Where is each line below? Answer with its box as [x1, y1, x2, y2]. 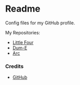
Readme [5, 3, 41, 15]
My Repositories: [5, 29, 40, 35]
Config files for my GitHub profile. [5, 20, 75, 26]
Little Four [12, 39, 34, 46]
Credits [5, 63, 24, 70]
